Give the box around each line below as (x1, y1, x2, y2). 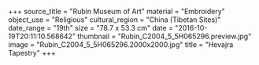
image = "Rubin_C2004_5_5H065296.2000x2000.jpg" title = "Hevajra (8, 40, 234, 49)
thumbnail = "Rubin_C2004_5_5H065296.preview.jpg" (77, 31, 252, 41)
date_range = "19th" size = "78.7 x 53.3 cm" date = (8, 23, 173, 32)
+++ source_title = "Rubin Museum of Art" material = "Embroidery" (8, 7, 226, 16)
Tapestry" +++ (8, 49, 57, 57)
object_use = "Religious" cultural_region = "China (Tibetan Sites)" (8, 15, 221, 24)
